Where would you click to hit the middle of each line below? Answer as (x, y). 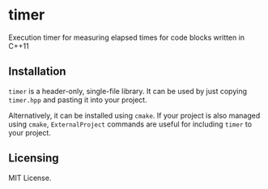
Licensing (34, 159)
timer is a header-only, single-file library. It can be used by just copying (128, 91)
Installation (37, 72)
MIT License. (30, 178)
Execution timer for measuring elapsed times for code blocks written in (127, 37)
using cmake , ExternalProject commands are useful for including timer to (130, 124)
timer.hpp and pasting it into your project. (78, 100)
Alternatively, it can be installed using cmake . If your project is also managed (134, 115)
